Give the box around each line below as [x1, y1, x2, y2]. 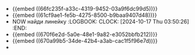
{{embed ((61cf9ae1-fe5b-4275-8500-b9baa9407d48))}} [12, 11, 158, 19]
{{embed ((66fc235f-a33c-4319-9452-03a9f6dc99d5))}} [12, 5, 158, 12]
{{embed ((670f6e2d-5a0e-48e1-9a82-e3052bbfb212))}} [12, 31, 158, 38]
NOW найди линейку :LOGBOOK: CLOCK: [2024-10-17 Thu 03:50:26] [12, 18, 189, 25]
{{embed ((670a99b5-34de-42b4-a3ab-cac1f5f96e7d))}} [12, 37, 158, 44]
